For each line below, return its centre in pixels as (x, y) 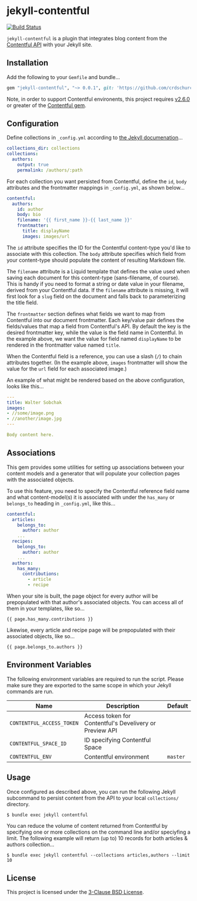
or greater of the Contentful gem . (46, 105)
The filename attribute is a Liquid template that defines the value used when (98, 271)
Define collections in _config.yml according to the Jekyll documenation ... (95, 138)
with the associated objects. (41, 479)
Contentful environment (117, 756)
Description (123, 705)
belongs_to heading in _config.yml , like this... (61, 503)
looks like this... (25, 386)
